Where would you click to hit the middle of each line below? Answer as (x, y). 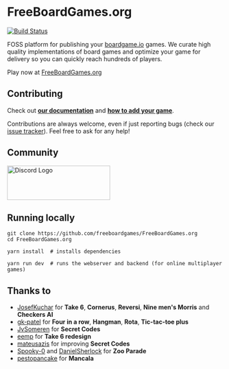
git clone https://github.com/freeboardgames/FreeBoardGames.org (102, 234)
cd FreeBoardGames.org (39, 240)
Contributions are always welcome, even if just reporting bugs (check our (111, 124)
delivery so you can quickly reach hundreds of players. (85, 58)
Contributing (35, 94)
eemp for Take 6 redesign (54, 337)
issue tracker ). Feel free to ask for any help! (69, 131)
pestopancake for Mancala (55, 359)
